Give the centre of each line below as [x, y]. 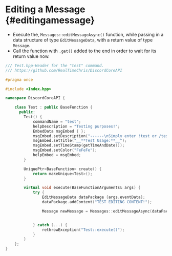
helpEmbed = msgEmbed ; [57, 155]
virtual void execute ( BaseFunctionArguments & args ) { [82, 188]
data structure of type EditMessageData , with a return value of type [83, 40]
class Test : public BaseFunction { [54, 108]
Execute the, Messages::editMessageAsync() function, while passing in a [88, 34]
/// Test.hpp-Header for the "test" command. [55, 66]
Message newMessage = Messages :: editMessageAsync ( [97, 211]
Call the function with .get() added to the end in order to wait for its [84, 51]
